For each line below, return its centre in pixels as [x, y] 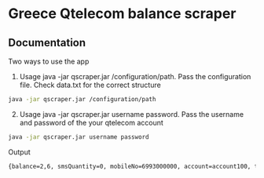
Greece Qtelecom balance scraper [122, 14]
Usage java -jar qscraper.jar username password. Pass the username [132, 114]
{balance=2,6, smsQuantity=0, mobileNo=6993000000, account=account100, [130, 166]
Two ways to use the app [49, 61]
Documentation [47, 43]
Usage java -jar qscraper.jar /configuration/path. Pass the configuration [135, 76]
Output [19, 152]
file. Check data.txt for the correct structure [90, 85]
